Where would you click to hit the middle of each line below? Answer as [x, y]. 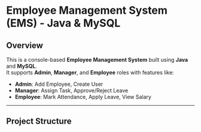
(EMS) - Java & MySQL [63, 23]
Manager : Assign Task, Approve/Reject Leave [71, 90]
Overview [25, 45]
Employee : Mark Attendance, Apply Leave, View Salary [83, 97]
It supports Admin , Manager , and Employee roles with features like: [90, 72]
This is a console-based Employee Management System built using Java [97, 60]
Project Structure [39, 121]
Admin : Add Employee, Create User [59, 84]
